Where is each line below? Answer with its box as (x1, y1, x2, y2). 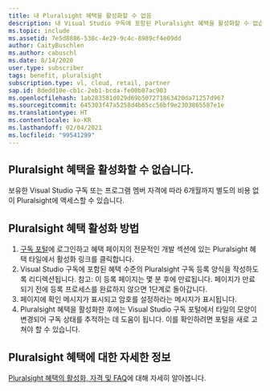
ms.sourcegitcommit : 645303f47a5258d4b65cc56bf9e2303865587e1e (8, 101, 225, 109)
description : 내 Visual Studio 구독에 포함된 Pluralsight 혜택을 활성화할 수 (8, 19, 250, 27)
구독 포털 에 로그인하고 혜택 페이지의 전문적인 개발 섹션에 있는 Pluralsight (19, 244, 248, 254)
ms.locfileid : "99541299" (8, 131, 95, 139)
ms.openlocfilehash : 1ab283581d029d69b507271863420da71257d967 (8, 94, 225, 102)
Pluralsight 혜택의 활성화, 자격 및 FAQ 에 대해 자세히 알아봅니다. (8, 373, 207, 383)
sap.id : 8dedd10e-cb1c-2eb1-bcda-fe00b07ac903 (8, 86, 167, 95)
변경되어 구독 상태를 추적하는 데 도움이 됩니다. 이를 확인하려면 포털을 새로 (19, 315, 250, 324)
